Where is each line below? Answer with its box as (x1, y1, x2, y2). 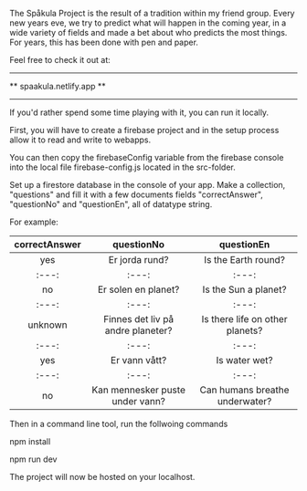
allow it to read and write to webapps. (9, 134, 152, 145)
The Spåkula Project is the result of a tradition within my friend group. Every (9, 8, 295, 18)
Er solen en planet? (97, 283, 180, 296)
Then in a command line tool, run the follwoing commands (9, 419, 228, 429)
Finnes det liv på (103, 313, 175, 325)
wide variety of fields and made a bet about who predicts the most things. (9, 27, 288, 37)
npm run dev (9, 454, 58, 465)
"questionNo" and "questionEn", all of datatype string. (9, 199, 213, 209)
